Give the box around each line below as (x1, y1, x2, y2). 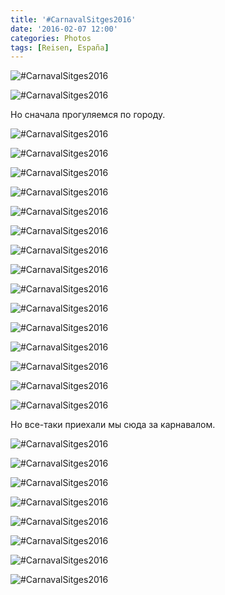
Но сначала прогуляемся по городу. (10, 109, 166, 121)
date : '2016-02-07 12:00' (10, 24, 118, 34)
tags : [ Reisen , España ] (10, 42, 110, 53)
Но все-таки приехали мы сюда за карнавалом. (10, 419, 216, 431)
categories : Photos (10, 33, 92, 43)
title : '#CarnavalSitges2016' (10, 14, 137, 25)
